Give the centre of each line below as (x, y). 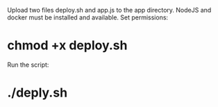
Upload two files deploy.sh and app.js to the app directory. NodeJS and (109, 10)
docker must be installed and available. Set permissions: (88, 17)
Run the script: (28, 65)
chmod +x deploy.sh (67, 46)
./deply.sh (37, 93)
